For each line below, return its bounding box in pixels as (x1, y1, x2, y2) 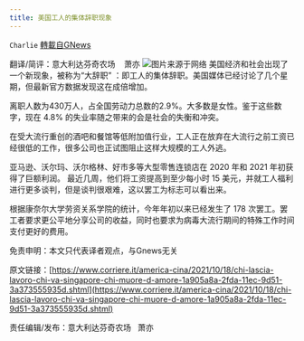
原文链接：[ (9, 264, 52, 275)
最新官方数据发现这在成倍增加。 (33, 81, 152, 91)
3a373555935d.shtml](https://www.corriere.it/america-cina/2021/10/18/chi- (9, 284, 292, 295)
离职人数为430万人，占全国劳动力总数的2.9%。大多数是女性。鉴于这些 (9, 100, 274, 111)
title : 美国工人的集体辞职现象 (9, 13, 112, 23)
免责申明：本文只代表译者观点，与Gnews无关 (9, 245, 178, 256)
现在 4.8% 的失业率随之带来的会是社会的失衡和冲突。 (24, 111, 224, 122)
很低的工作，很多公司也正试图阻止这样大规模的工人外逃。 (16, 142, 232, 153)
